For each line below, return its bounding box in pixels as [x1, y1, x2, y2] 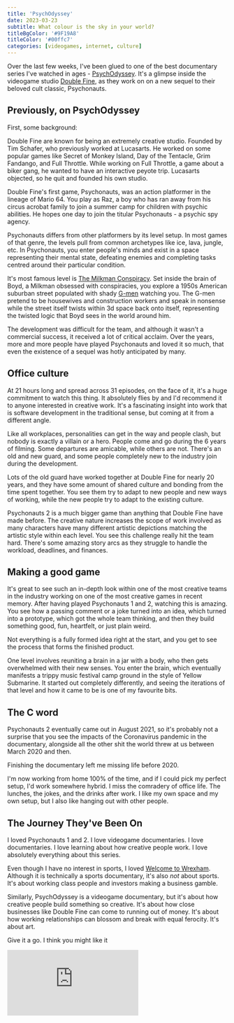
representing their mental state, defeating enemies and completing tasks [7, 253, 217, 261]
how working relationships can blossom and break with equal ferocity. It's [7, 915, 219, 924]
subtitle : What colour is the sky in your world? [7, 23, 155, 30]
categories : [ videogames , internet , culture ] [7, 43, 142, 50]
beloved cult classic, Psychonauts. [7, 85, 107, 92]
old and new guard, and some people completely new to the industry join [7, 452, 217, 460]
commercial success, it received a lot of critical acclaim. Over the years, [7, 332, 214, 340]
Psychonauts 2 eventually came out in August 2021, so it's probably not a [7, 725, 219, 734]
